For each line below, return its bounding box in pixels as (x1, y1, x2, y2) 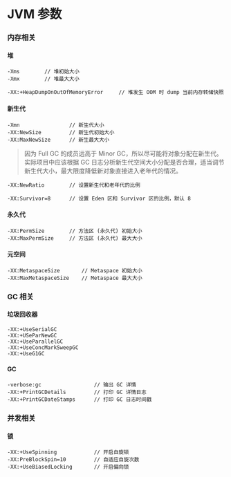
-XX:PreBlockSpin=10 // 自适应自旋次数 (7, 456, 140, 463)
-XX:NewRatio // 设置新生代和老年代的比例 (7, 181, 140, 189)
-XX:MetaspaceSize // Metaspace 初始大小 (7, 267, 143, 274)
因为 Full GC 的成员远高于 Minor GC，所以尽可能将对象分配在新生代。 (24, 149, 223, 158)
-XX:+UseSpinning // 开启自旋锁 (7, 449, 129, 456)
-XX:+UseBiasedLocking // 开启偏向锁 (7, 464, 129, 471)
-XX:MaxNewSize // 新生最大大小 (7, 136, 109, 143)
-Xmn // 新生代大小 (7, 122, 105, 129)
